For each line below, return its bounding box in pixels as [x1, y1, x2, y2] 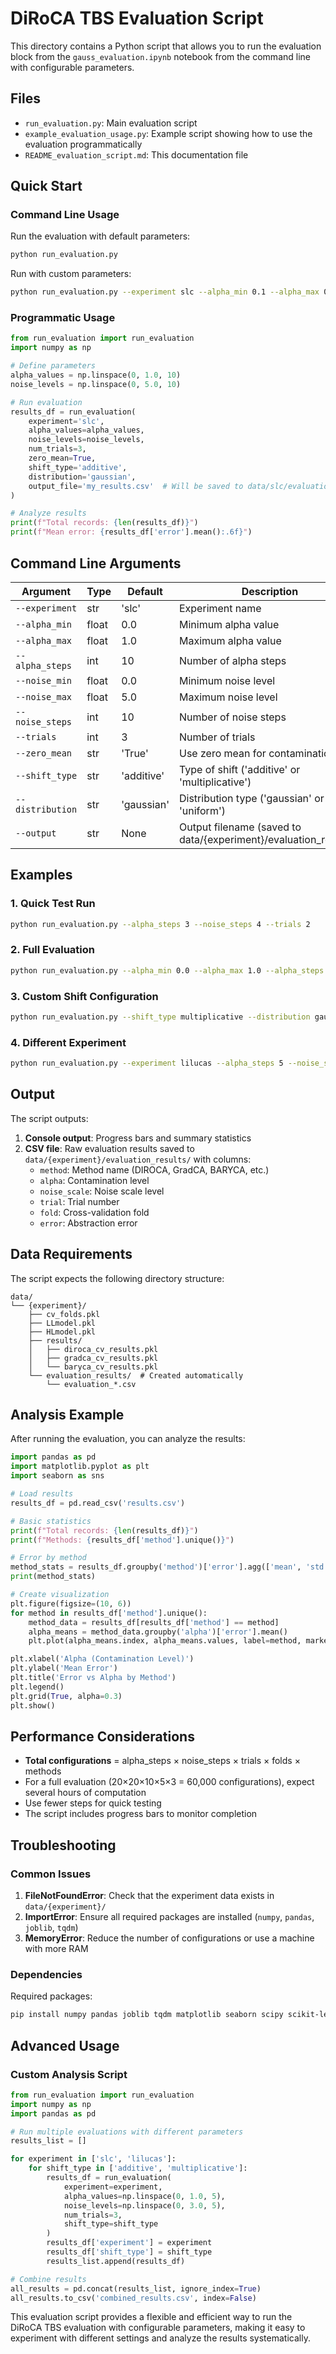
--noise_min [15, 675, 73, 686]
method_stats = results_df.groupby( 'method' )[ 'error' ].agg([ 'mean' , [10, 1562, 302, 1572]
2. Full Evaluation [10, 943, 95, 957]
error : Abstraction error [39, 1217, 138, 1229]
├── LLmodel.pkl [28, 1318, 97, 1328]
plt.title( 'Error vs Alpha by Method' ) [10, 1673, 177, 1683]
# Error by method [10, 1553, 87, 1563]
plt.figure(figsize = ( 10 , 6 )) [10, 1598, 132, 1609]
